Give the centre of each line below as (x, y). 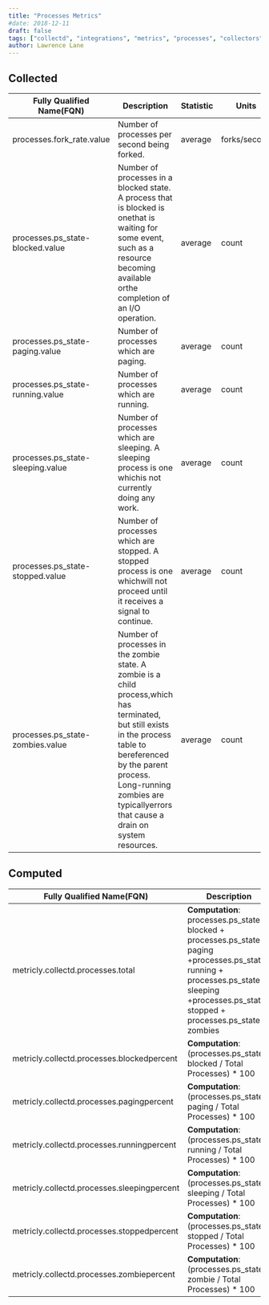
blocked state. (144, 187)
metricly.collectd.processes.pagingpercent (93, 1101)
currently (134, 487)
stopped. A (138, 551)
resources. (138, 845)
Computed (35, 873)
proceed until (143, 591)
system (131, 834)
